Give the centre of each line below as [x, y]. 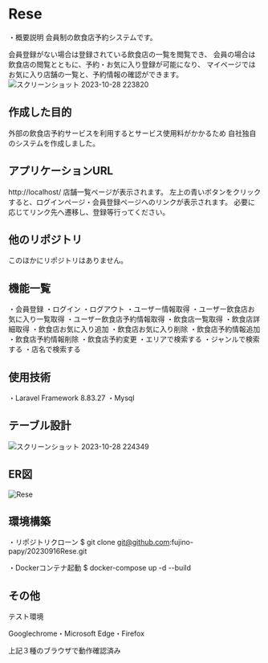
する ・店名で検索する [45, 350]
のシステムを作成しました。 [54, 143]
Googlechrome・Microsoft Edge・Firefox [77, 634]
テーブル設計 [40, 426]
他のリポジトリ [45, 239]
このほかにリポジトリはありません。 [68, 260]
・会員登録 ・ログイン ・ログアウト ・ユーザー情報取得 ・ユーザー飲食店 [128, 309]
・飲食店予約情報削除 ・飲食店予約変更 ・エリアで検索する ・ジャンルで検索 [134, 339]
